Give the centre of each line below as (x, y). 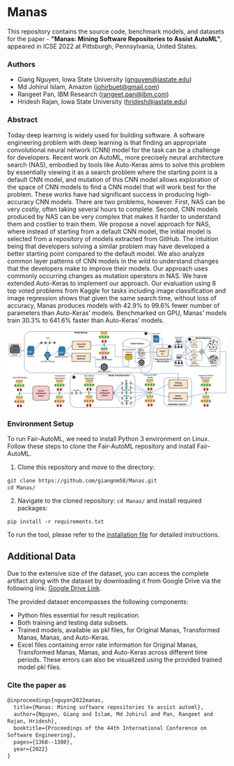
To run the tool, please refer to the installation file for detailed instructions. (114, 535)
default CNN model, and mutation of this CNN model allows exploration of (113, 179)
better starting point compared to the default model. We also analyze (106, 253)
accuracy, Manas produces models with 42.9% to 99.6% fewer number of (114, 305)
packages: (32, 508)
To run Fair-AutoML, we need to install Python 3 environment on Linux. (109, 438)
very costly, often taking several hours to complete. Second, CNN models (112, 209)
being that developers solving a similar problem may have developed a (109, 246)
